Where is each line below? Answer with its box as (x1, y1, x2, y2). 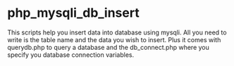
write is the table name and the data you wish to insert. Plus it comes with (7, 35, 221, 44)
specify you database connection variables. (7, 51, 135, 59)
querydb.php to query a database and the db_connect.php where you (7, 43, 210, 51)
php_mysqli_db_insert (7, 5, 140, 21)
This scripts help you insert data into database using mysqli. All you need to (7, 28, 227, 37)
